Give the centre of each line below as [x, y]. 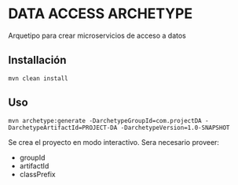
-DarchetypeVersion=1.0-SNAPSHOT [175, 128]
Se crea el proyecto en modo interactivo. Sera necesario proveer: [114, 142]
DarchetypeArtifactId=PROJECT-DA [63, 128]
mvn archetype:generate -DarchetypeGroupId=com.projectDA [105, 120]
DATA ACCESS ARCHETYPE [101, 14]
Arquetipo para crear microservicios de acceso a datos [97, 35]
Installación [37, 60]
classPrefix [38, 174]
